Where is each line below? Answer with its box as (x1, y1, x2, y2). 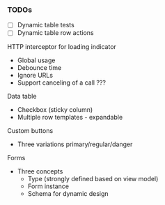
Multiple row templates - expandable (17, 113, 123, 122)
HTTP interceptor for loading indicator (7, 43, 117, 51)
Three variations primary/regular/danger (17, 140, 133, 148)
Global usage (17, 56, 56, 64)
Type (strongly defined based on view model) (27, 175, 159, 183)
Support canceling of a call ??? (17, 78, 107, 87)
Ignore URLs (17, 71, 54, 80)
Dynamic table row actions (17, 29, 94, 37)
